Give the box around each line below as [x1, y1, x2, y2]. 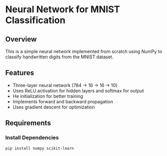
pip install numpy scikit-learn [5, 146, 74, 151]
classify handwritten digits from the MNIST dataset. [5, 54, 114, 60]
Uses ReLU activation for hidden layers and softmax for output [12, 87, 144, 94]
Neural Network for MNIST [5, 4, 120, 15]
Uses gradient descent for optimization [12, 104, 95, 110]
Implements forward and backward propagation [12, 98, 113, 104]
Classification [5, 14, 65, 26]
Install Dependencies [5, 134, 59, 141]
